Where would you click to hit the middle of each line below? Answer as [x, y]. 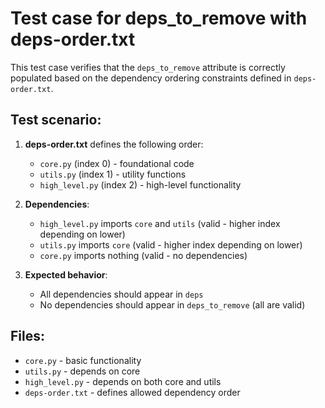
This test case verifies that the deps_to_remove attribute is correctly [148, 67]
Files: [27, 336]
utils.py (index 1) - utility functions [113, 174]
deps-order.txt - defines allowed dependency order [132, 392]
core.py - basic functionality [83, 360]
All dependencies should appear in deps [121, 294]
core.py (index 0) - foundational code [117, 163]
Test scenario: [56, 120]
